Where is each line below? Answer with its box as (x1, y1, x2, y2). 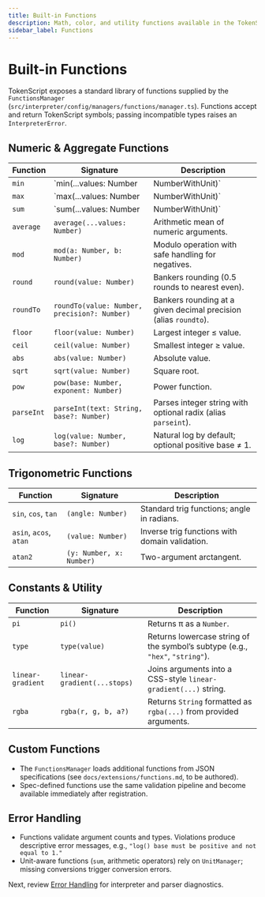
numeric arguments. (153, 227, 228, 238)
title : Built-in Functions (8, 11, 97, 20)
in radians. (140, 512, 179, 524)
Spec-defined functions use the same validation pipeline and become (19, 780, 246, 790)
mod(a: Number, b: (54, 246, 123, 255)
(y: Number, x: (66, 548, 124, 557)
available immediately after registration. (19, 789, 148, 798)
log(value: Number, (54, 432, 127, 441)
